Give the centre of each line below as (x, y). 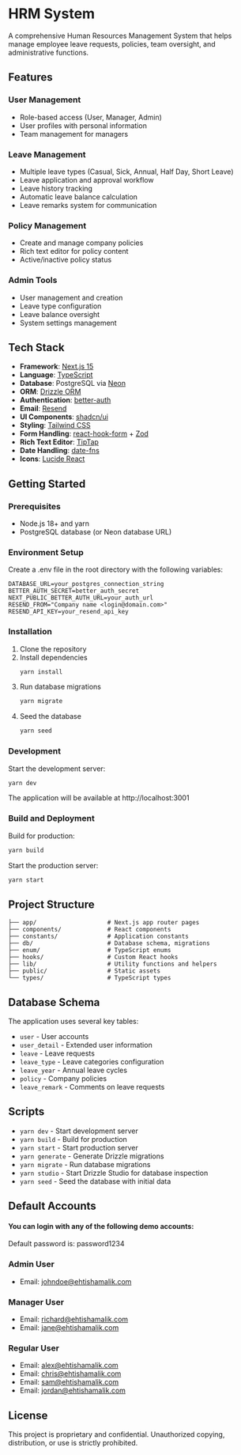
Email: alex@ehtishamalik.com (69, 1366)
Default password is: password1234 (66, 1244)
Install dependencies (54, 657)
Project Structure (51, 904)
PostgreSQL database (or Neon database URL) (96, 532)
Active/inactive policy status (66, 260)
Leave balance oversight (60, 314)
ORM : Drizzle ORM (50, 391)
